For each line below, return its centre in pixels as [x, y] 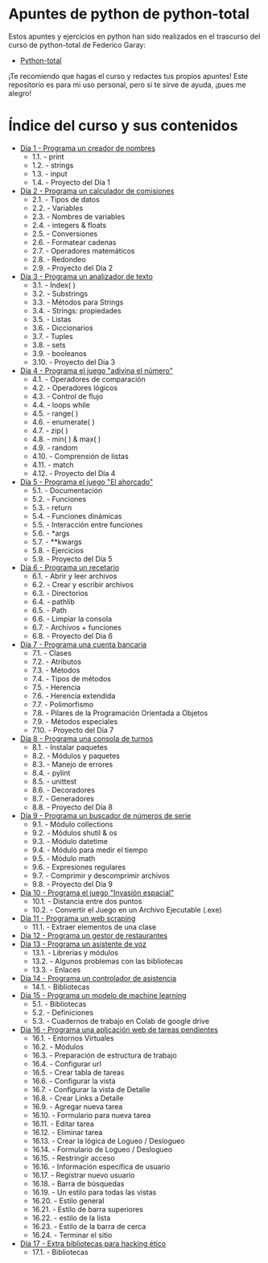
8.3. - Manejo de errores [72, 764]
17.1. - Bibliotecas [60, 1252]
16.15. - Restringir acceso [73, 1157]
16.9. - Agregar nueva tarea [77, 1106]
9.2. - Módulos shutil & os [74, 832]
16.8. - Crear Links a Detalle [78, 1098]
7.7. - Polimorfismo [63, 704]
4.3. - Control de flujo [68, 396]
